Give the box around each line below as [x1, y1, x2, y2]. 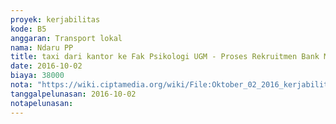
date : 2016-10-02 [10, 61, 83, 71]
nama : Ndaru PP [10, 42, 74, 53]
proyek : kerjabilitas [10, 14, 101, 25]
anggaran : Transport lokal [10, 33, 123, 43]
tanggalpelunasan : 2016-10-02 [10, 89, 137, 99]
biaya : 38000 [10, 71, 65, 81]
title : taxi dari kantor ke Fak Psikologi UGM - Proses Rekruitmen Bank [10, 52, 320, 62]
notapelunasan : [10, 98, 74, 108]
